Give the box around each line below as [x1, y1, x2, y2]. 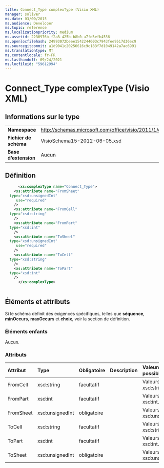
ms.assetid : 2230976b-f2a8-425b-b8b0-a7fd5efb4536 [5, 35, 110, 40]
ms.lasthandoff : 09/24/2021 [5, 57, 62, 62]
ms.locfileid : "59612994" [5, 62, 58, 67]
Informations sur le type [5, 112, 80, 121]
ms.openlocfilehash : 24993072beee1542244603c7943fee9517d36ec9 [5, 39, 137, 44]
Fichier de [7, 134, 32, 141]
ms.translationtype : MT [5, 48, 54, 53]
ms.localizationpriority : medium [5, 30, 73, 35]
